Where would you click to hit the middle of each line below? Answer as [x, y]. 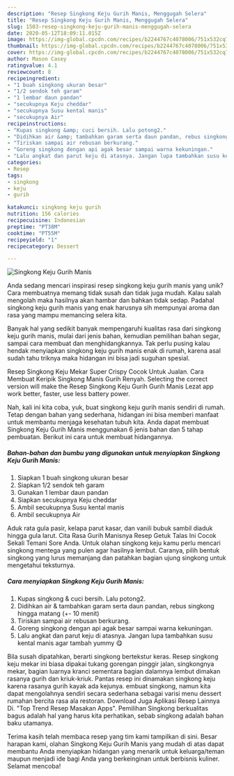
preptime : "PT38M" [34, 227]
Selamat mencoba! [34, 766]
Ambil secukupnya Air [49, 515]
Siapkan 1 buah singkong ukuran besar [73, 478]
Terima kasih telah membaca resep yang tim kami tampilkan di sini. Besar [112, 737]
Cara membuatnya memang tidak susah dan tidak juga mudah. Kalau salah [114, 293]
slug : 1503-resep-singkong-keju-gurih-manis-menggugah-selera [99, 26]
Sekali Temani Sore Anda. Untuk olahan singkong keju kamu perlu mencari [114, 543]
